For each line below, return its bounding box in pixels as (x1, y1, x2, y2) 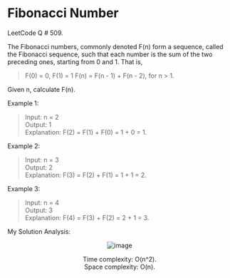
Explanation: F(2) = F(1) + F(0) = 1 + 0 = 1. (24, 128, 147, 136)
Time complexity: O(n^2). (83, 254, 157, 263)
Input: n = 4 (24, 198, 59, 207)
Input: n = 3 (24, 155, 59, 164)
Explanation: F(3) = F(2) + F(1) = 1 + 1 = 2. (24, 170, 147, 179)
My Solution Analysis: (7, 227, 71, 236)
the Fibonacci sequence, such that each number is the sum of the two (7, 50, 213, 58)
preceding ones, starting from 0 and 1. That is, (7, 57, 143, 66)
